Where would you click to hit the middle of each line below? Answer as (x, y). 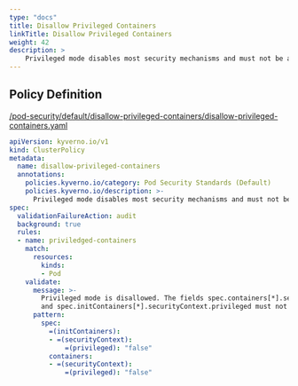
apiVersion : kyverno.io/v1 (59, 142)
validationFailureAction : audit (77, 216)
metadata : (27, 158)
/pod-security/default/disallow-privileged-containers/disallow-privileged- (144, 115)
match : (37, 249)
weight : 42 (29, 42)
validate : (43, 282)
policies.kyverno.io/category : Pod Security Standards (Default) (149, 183)
